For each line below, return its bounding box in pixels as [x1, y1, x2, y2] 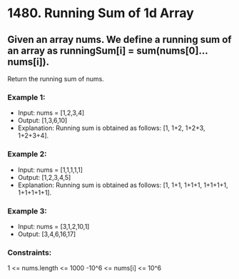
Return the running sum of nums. [7, 75, 105, 83]
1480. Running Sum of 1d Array [7, 5, 194, 21]
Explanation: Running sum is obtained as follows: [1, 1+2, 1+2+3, [17, 123, 205, 133]
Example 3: [7, 206, 48, 215]
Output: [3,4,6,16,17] [17, 230, 76, 238]
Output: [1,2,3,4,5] [17, 173, 71, 181]
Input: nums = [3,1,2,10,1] [17, 222, 90, 230]
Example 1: [7, 92, 46, 102]
